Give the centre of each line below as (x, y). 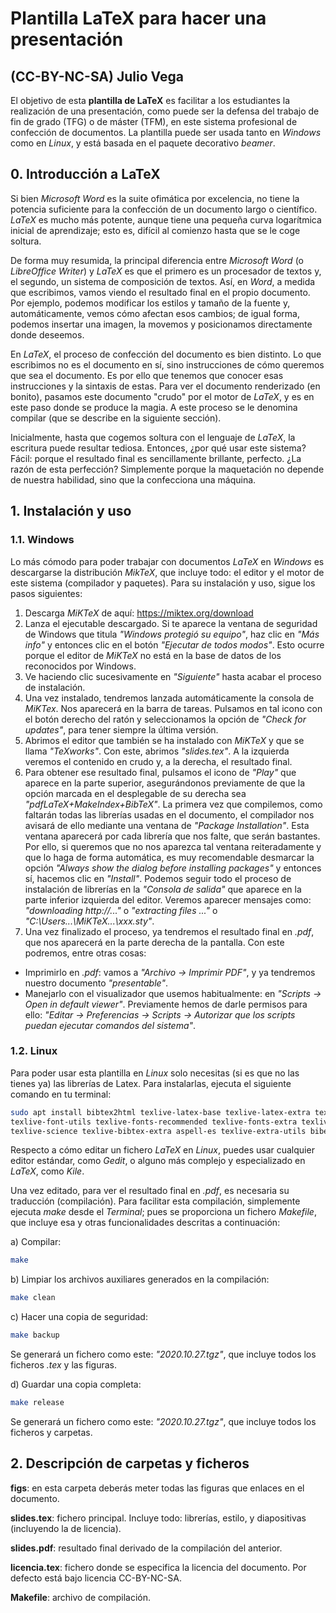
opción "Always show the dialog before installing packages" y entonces (173, 868)
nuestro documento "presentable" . (96, 983)
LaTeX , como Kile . (47, 1171)
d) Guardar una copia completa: (76, 1384)
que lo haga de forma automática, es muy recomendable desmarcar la (169, 857)
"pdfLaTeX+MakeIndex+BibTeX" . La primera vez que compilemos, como (173, 804)
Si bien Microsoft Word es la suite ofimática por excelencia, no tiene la (155, 198)
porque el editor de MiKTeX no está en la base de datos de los (153, 655)
